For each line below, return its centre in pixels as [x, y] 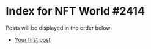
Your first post [32, 39]
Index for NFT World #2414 [75, 11]
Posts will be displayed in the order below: [59, 28]
